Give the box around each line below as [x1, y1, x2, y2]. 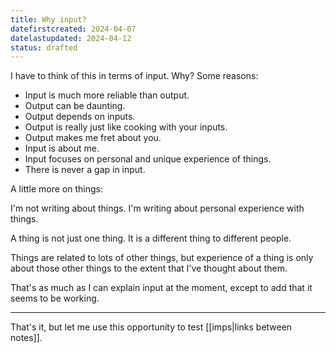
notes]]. [10, 332, 43, 344]
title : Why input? [10, 14, 87, 25]
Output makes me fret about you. [24, 132, 162, 144]
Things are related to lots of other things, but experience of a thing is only [10, 252, 314, 264]
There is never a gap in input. [24, 164, 146, 176]
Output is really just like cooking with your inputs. [24, 121, 228, 133]
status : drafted [10, 42, 78, 53]
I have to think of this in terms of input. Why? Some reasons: [10, 70, 259, 82]
